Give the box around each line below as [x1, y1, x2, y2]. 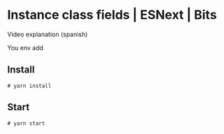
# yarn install [7, 82, 52, 89]
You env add [7, 43, 44, 52]
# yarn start [7, 119, 45, 127]
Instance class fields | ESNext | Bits [7, 7, 217, 23]
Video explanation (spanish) [7, 30, 88, 38]
